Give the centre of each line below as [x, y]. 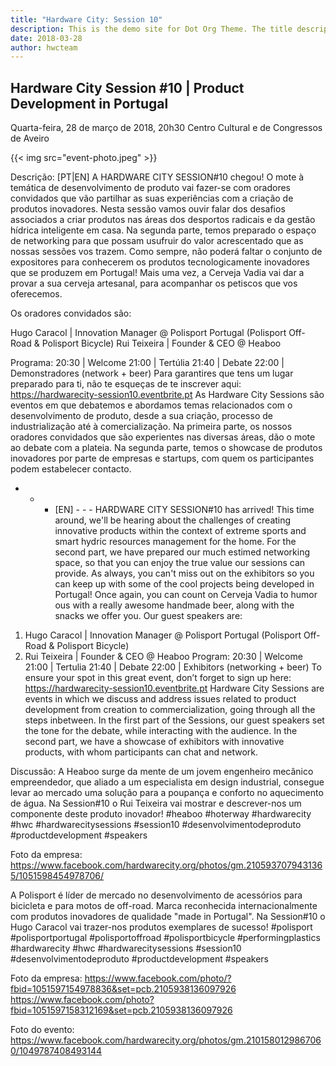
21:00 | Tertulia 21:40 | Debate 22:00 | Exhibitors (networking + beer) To [173, 667]
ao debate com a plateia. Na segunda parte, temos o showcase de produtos [166, 448]
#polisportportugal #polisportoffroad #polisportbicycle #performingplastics [165, 938]
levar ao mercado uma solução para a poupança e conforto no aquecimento [167, 793]
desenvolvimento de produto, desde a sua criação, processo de [141, 416]
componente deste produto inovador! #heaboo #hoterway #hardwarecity [161, 814]
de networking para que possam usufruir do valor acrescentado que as [157, 241]
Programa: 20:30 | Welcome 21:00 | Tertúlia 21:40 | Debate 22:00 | [147, 363]
